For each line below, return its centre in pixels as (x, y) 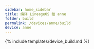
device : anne (18, 28)
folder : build (19, 18)
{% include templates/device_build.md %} (47, 41)
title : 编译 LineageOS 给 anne (36, 14)
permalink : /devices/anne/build (38, 23)
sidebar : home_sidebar (28, 9)
